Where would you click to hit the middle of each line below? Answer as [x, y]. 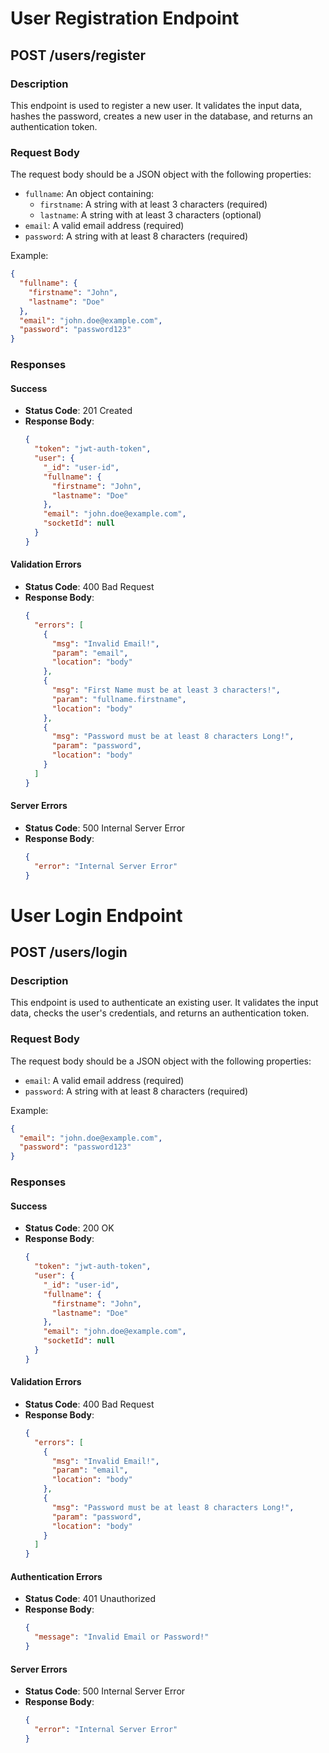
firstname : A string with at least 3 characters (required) [153, 204]
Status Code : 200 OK [69, 1228]
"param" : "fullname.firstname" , [119, 699]
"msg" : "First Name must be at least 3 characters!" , [166, 690]
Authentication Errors [56, 1576]
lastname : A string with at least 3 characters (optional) [150, 215]
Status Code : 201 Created [78, 411]
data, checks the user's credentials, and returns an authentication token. [160, 1013]
